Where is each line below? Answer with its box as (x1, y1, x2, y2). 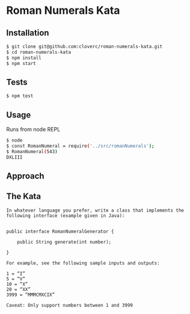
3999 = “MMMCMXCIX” (6, 292, 55, 298)
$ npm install (6, 55, 42, 61)
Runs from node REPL (6, 126, 61, 133)
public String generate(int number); (17, 239, 112, 245)
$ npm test (6, 93, 34, 99)
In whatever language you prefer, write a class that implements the (6, 207, 185, 213)
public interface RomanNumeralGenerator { (6, 228, 114, 234)
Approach (6, 171, 44, 181)
